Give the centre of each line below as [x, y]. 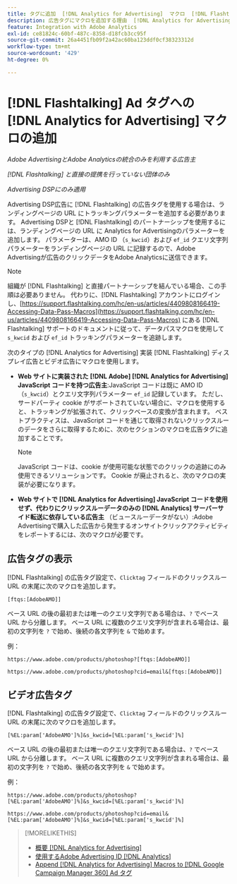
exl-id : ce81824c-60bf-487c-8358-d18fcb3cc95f [77, 34]
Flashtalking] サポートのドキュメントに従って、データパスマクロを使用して [116, 328]
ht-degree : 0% [28, 60]
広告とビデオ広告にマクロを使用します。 [84, 361]
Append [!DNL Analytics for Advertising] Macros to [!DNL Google [129, 864]
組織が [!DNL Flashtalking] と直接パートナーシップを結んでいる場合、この [114, 286]
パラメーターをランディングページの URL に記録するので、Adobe [102, 248]
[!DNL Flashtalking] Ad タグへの [101, 103]
